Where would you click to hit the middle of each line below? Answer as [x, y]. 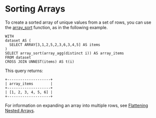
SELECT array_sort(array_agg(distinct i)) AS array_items [64, 53]
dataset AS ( [18, 40]
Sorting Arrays [35, 9]
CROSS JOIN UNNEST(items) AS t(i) [40, 61]
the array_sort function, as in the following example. [56, 27]
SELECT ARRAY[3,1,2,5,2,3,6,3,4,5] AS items [55, 44]
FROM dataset [18, 57]
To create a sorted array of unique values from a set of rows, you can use [78, 22]
